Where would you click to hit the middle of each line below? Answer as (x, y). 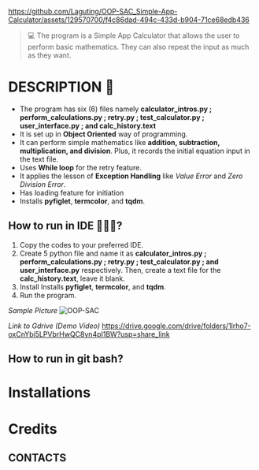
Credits (33, 429)
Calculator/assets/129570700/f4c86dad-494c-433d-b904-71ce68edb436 (129, 20)
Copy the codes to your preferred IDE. (81, 244)
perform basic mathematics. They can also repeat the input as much (138, 47)
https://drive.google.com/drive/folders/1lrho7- (176, 326)
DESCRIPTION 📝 (61, 87)
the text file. (39, 159)
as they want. (49, 55)
